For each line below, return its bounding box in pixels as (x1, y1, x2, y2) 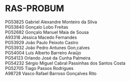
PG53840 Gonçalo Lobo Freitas (5, 24, 69, 30)
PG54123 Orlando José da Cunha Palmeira (5, 55, 91, 61)
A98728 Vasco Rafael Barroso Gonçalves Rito (5, 70, 97, 76)
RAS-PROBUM (5, 3, 64, 14)
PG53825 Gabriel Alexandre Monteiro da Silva (5, 19, 97, 25)
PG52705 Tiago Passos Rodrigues (5, 65, 74, 71)
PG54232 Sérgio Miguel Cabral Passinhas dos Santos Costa (5, 60, 126, 66)
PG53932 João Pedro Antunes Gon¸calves (5, 45, 90, 50)
